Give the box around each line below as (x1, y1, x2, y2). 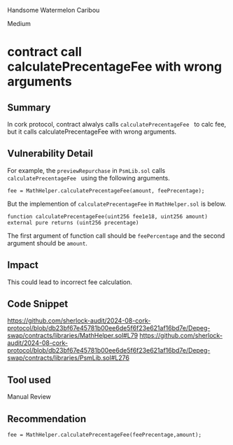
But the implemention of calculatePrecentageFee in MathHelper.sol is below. (7, 199, 227, 208)
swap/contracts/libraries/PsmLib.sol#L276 (7, 353, 129, 362)
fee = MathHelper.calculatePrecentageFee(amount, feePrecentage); (7, 187, 205, 195)
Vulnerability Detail (7, 148, 93, 160)
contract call (7, 44, 83, 60)
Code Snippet (7, 298, 69, 310)
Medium (7, 20, 31, 27)
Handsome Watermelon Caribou (7, 6, 100, 14)
